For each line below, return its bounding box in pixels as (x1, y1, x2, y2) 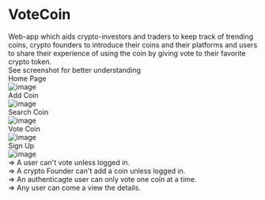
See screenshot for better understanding (8, 65, 141, 74)
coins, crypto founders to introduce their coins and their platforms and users (8, 40, 258, 49)
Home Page (8, 74, 47, 83)
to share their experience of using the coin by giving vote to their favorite (8, 48, 247, 58)
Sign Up (8, 141, 35, 150)
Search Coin (8, 107, 49, 116)
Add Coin (8, 90, 40, 100)
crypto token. (8, 57, 52, 66)
